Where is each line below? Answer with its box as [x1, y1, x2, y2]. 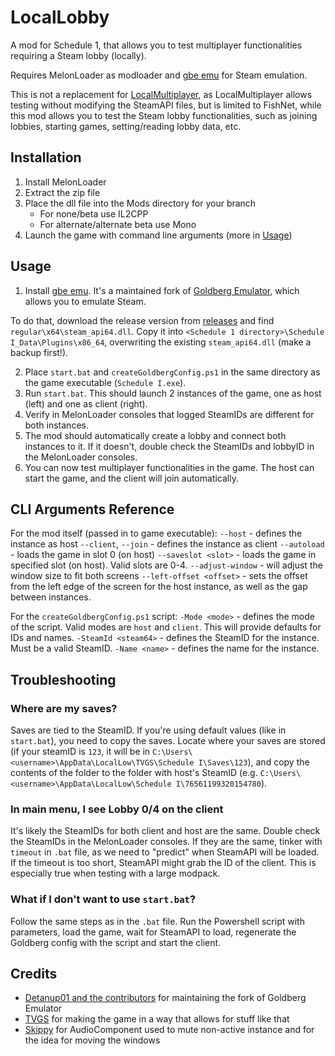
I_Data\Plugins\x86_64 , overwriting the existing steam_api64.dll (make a [10, 336, 312, 348]
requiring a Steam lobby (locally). [10, 49, 147, 61]
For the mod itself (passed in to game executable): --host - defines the [10, 527, 303, 540]
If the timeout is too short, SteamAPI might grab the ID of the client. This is [10, 857, 317, 869]
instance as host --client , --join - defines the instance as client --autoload [10, 538, 325, 550]
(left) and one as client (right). [24, 397, 148, 410]
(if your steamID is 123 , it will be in [10, 746, 151, 758]
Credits [10, 966, 58, 983]
